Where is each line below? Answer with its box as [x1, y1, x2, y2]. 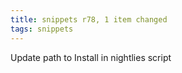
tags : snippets [10, 24, 74, 34]
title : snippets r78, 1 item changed [10, 14, 168, 25]
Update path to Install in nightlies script [10, 51, 172, 63]
